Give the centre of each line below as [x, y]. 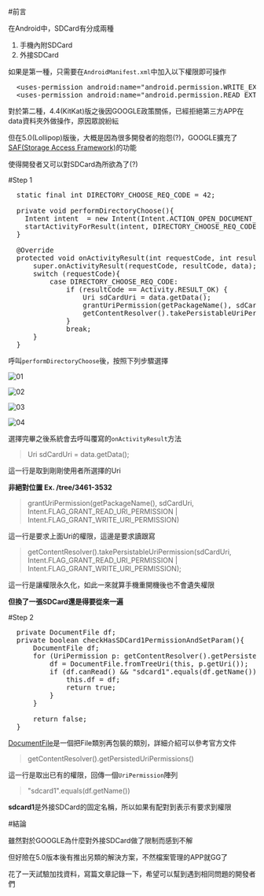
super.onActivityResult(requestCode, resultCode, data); [145, 266]
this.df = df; [93, 680]
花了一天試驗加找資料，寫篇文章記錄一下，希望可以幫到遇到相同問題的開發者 [132, 874]
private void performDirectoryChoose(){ [95, 211]
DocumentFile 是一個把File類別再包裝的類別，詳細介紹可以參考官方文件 [123, 743]
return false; [60, 719]
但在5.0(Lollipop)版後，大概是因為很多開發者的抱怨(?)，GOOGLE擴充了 [123, 138]
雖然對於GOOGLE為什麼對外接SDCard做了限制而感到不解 [101, 840]
